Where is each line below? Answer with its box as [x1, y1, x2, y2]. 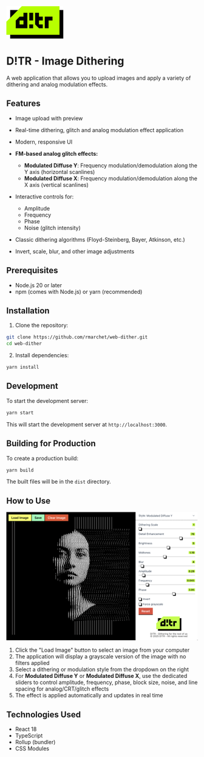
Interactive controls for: [15, 193, 74, 200]
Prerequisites [6, 265, 58, 276]
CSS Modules [15, 745, 50, 752]
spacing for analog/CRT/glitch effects [15, 685, 109, 692]
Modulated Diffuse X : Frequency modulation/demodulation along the [24, 175, 197, 182]
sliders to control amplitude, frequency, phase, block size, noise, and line [15, 679, 198, 686]
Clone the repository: [15, 322, 69, 329]
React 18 [15, 725, 37, 733]
